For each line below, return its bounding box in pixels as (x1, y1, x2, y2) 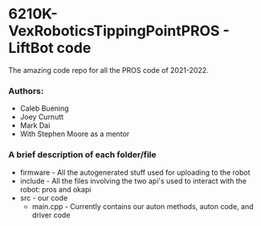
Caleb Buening (19, 103, 70, 113)
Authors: (8, 85, 44, 96)
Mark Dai (19, 121, 51, 131)
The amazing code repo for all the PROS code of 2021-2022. (8, 65, 209, 75)
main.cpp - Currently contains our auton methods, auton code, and (31, 201, 255, 211)
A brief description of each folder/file (8, 149, 157, 160)
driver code (31, 210, 71, 220)
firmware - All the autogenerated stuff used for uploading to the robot (19, 167, 251, 177)
